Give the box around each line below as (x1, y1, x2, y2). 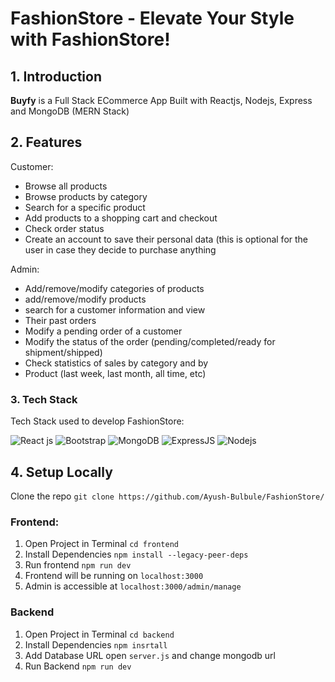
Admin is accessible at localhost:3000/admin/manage (24, 580, 242, 592)
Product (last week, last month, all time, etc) (24, 367, 207, 379)
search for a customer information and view (24, 303, 206, 316)
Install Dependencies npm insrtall (24, 638, 168, 651)
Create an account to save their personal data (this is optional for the (24, 233, 309, 245)
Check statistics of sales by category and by (24, 357, 209, 369)
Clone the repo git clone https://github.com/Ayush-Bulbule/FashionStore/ (10, 490, 325, 502)
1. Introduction (10, 68, 102, 85)
